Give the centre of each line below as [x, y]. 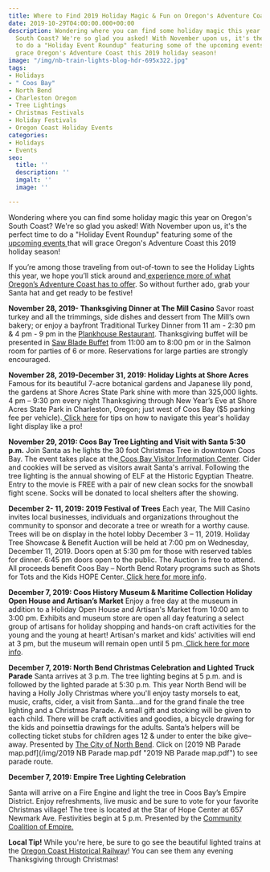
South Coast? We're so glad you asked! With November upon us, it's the [128, 226]
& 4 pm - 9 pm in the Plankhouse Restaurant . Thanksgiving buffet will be [128, 333]
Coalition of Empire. [41, 826]
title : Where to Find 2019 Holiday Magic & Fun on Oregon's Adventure [129, 16]
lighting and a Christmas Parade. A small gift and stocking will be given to [130, 710]
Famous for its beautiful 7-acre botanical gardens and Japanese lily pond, [131, 383]
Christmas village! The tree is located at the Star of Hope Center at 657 [126, 809]
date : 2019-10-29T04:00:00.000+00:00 [72, 23]
